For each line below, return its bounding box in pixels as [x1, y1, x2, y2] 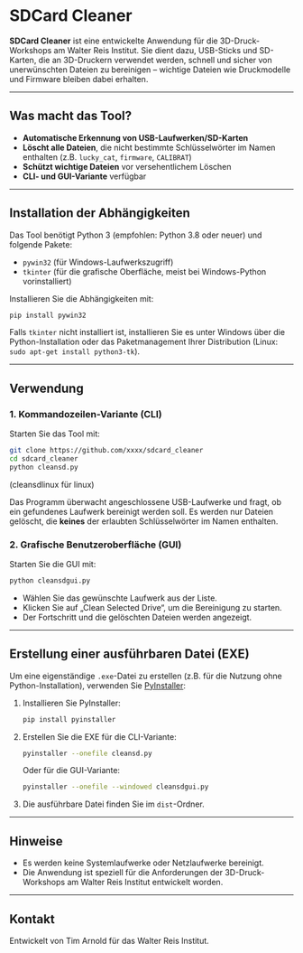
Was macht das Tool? [9, 108, 133, 124]
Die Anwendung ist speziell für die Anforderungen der [22, 867, 224, 878]
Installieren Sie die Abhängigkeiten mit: [9, 293, 154, 304]
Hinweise [9, 833, 63, 849]
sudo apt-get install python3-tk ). [9, 346, 141, 357]
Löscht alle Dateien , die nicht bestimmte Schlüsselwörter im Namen [22, 142, 276, 153]
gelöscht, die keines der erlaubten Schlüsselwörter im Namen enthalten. [9, 516, 279, 527]
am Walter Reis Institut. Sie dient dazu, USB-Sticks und [53, 44, 258, 55]
